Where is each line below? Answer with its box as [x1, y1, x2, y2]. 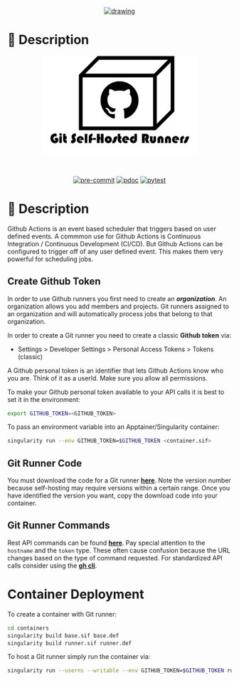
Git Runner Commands [7, 520, 110, 532]
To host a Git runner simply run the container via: [7, 652, 151, 661]
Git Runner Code [7, 457, 83, 469]
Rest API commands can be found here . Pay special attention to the [7, 538, 206, 547]
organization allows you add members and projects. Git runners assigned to [7, 302, 230, 311]
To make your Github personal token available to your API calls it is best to [7, 388, 225, 396]
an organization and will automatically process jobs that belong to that [7, 309, 213, 318]
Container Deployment [7, 586, 144, 602]
